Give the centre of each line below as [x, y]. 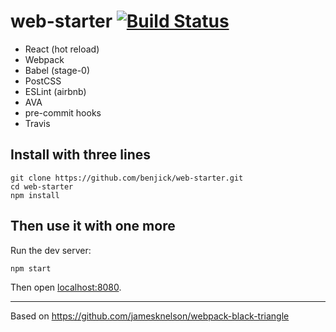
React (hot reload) [62, 49]
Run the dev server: [51, 250]
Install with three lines [80, 155]
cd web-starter [42, 186]
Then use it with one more [93, 226]
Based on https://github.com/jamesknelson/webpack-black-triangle [150, 316]
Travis [37, 123]
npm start [31, 268]
